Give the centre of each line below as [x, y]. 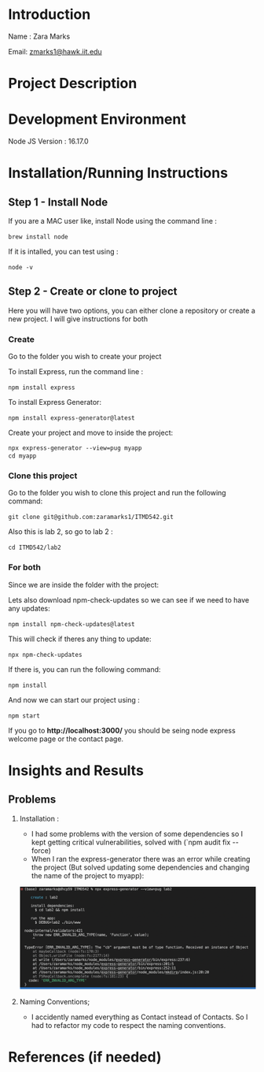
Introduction [49, 15]
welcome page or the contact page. [66, 739]
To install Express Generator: [55, 402]
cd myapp [22, 456]
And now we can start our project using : [74, 699]
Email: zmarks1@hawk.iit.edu [55, 51]
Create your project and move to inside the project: [91, 433]
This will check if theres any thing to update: [80, 639]
